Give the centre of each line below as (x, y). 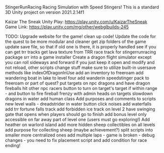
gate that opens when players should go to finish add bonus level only (76, 114)
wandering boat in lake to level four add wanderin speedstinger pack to (77, 78)
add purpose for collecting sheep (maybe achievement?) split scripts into (79, 130)
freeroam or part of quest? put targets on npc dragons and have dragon (78, 83)
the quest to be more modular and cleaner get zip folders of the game (76, 42)
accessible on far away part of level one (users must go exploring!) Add (78, 120)
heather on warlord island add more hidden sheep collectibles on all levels (80, 125)
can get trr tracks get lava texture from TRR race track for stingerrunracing (81, 52)
